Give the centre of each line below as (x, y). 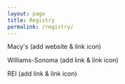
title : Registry (31, 20)
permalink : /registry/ (40, 27)
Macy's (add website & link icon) (54, 47)
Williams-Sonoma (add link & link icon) (63, 60)
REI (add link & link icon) (42, 73)
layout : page (26, 14)
